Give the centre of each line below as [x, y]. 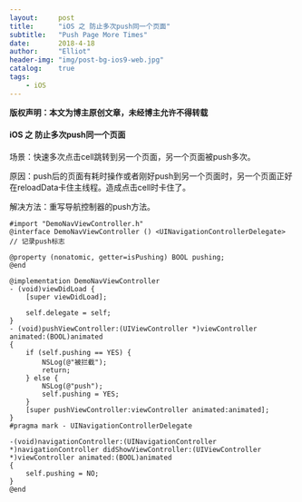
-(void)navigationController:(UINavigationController [113, 441]
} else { [42, 378]
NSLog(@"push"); [73, 386]
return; [56, 370]
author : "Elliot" [50, 52]
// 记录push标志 [37, 241]
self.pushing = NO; [63, 473]
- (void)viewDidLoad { [52, 289]
